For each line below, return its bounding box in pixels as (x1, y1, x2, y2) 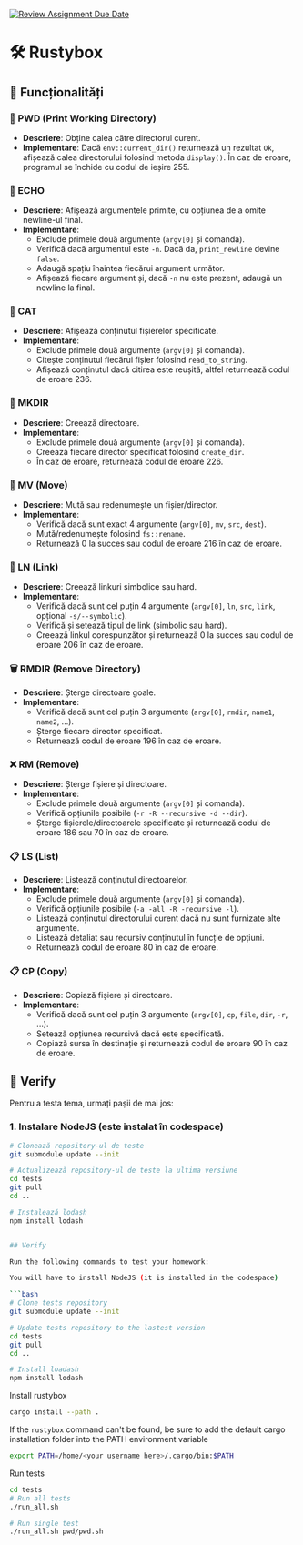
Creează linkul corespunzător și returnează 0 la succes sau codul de (35, 630, 294, 641)
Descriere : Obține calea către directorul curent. (22, 132, 201, 143)
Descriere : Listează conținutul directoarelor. (22, 874, 188, 885)
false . (35, 253, 60, 264)
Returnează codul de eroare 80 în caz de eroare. (35, 942, 219, 953)
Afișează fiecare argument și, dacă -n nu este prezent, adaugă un (35, 273, 283, 284)
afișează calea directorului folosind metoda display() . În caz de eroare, (22, 151, 292, 163)
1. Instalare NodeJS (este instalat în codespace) (9, 1120, 225, 1133)
